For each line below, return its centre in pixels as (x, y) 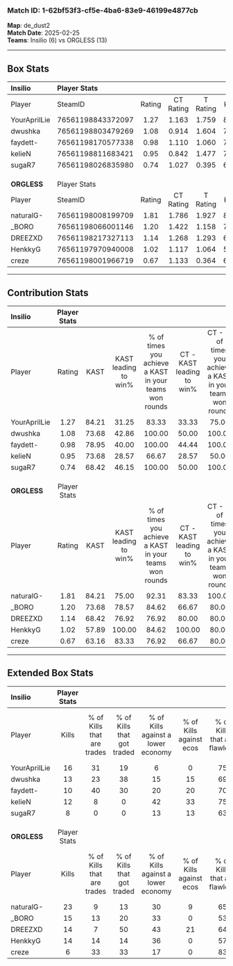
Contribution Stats (48, 293)
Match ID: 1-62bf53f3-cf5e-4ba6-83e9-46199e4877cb (103, 10)
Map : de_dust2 (29, 26)
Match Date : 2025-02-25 (43, 33)
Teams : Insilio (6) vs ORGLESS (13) (57, 40)
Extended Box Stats (50, 673)
